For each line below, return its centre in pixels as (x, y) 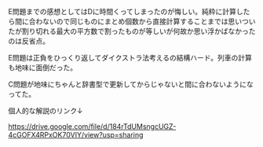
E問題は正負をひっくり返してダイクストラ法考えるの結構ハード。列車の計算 (130, 58)
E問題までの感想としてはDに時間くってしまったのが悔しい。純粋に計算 (122, 11)
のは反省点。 (29, 41)
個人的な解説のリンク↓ (46, 111)
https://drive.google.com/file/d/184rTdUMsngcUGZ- (92, 127)
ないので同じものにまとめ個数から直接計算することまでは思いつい (149, 21)
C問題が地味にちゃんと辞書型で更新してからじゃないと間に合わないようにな (131, 84)
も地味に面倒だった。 (42, 68)
